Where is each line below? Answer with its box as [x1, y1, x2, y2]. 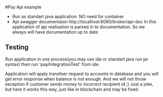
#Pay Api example [5, 4, 41, 10]
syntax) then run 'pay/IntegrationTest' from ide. [5, 61, 100, 67]
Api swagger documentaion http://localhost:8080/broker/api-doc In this [12, 19, 157, 24]
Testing [5, 43, 29, 52]
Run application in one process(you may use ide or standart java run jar [5, 56, 149, 62]
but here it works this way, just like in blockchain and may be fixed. [5, 86, 140, 92]
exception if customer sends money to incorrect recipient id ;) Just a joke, [5, 81, 154, 87]
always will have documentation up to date [12, 29, 99, 35]
